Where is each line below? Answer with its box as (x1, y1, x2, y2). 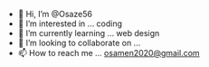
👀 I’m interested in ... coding (17, 18, 123, 29)
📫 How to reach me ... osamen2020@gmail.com (17, 48, 201, 58)
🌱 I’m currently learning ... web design (17, 28, 160, 38)
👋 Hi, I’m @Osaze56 (17, 9, 93, 19)
